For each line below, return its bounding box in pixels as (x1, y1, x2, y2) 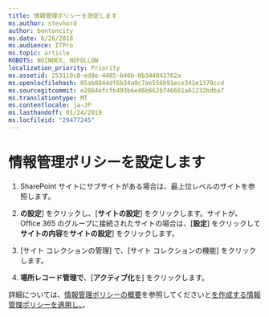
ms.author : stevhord (8, 19, 78, 27)
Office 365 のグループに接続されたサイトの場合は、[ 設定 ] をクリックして (19, 218, 261, 228)
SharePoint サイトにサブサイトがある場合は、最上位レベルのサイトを (19, 181, 249, 191)
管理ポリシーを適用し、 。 (8, 299, 90, 309)
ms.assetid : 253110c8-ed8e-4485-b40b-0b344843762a (8, 71, 181, 79)
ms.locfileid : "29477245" (8, 116, 95, 124)
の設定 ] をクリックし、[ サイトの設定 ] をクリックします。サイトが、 (19, 208, 243, 217)
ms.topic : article (8, 49, 70, 57)
